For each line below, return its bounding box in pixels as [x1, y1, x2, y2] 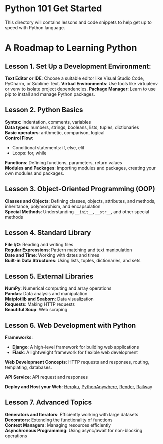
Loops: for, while [12, 150, 47, 156]
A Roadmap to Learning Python [5, 42, 137, 54]
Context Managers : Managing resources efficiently [5, 422, 111, 428]
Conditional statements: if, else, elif [12, 144, 85, 150]
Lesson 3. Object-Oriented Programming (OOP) [5, 185, 156, 193]
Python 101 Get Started [5, 3, 102, 14]
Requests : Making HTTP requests [5, 301, 75, 307]
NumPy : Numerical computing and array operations [5, 285, 112, 291]
